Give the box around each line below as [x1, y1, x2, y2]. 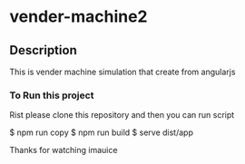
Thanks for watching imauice [9, 145, 118, 156]
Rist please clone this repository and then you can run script [9, 110, 235, 121]
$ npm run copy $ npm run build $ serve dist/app [9, 127, 193, 138]
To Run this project [9, 89, 94, 101]
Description [9, 43, 77, 58]
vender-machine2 [9, 6, 148, 27]
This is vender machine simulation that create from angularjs [9, 66, 236, 77]
